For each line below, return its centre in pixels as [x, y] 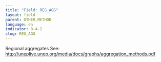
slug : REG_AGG [21, 34]
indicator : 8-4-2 [24, 29]
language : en [19, 24]
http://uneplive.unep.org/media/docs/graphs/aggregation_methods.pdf [80, 54]
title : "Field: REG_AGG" [32, 10]
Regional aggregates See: [33, 48]
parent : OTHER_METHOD [28, 19]
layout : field [21, 15]
